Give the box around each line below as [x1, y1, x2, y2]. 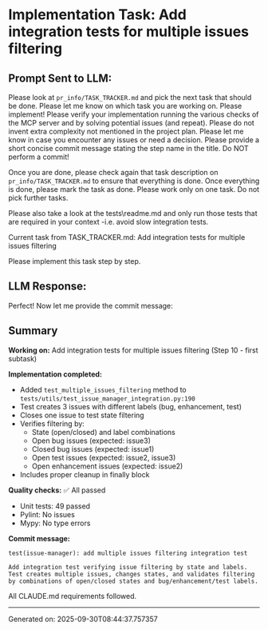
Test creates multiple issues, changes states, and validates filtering [8, 570, 255, 578]
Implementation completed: [8, 369, 102, 379]
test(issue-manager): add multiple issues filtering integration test [8, 549, 248, 557]
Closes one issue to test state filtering [19, 410, 145, 420]
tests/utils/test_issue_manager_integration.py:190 [19, 394, 195, 403]
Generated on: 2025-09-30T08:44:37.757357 [8, 614, 158, 624]
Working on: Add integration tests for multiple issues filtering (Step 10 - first [8, 345, 258, 355]
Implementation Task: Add [8, 6, 187, 24]
